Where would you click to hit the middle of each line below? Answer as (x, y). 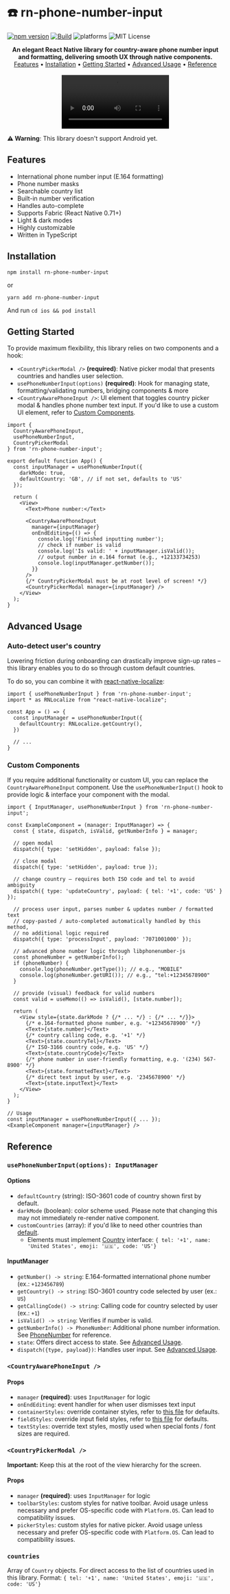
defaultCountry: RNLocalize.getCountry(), (81, 724)
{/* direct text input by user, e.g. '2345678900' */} (105, 1077)
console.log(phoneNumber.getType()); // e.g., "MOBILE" (101, 970)
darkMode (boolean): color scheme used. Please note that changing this (117, 1210)
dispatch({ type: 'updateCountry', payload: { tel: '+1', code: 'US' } (118, 891)
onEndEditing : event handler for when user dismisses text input (106, 1405)
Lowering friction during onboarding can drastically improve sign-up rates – (114, 661)
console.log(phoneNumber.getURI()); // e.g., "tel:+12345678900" (115, 975)
